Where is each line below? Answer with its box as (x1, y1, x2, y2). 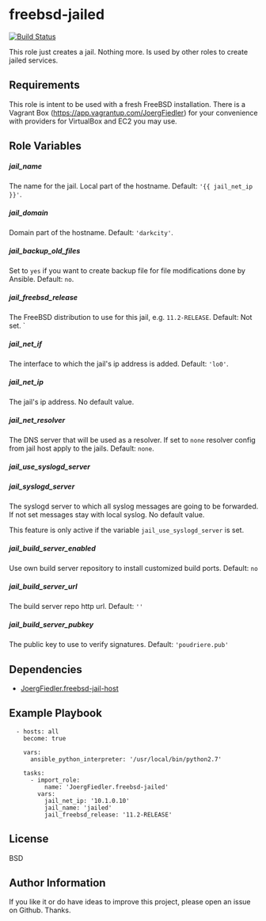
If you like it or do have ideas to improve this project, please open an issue (9, 897, 251, 907)
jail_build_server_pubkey (9, 619, 94, 629)
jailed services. (9, 55, 59, 65)
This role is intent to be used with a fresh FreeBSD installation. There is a (9, 99, 246, 108)
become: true (23, 734, 66, 742)
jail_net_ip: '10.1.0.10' (44, 797, 130, 805)
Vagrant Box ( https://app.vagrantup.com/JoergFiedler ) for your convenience (9, 108, 258, 117)
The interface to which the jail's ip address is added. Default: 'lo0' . (9, 359, 229, 368)
